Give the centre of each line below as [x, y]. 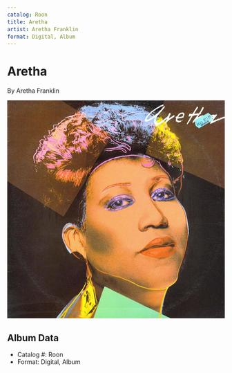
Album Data [33, 338]
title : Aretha [28, 22]
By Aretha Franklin [33, 91]
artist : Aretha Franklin [43, 29]
